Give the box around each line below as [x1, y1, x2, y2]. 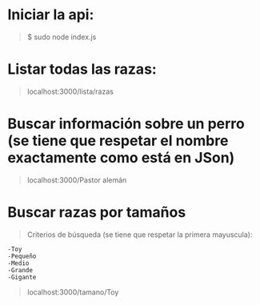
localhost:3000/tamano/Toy [26, 287, 119, 297]
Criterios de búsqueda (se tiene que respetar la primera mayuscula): [26, 230, 253, 239]
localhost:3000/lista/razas [26, 86, 114, 96]
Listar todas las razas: [7, 60, 157, 78]
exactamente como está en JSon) [7, 149, 235, 167]
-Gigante [7, 273, 37, 281]
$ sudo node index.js [26, 32, 97, 42]
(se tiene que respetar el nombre [7, 132, 229, 150]
